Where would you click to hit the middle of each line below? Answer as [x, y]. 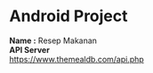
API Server [30, 49]
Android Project [68, 16]
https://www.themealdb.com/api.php [76, 59]
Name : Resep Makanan [53, 40]
